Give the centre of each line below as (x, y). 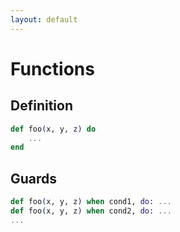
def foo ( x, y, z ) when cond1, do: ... (91, 202)
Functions (52, 68)
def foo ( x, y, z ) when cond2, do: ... (91, 211)
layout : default (44, 19)
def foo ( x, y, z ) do (53, 129)
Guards (34, 178)
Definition (41, 106)
